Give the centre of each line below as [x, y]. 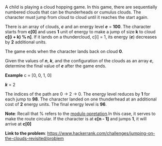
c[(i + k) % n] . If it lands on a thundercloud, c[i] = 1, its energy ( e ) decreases [81, 37]
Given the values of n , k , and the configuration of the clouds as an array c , [79, 61]
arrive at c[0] [18, 124]
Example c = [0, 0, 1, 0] [28, 75]
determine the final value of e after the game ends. [56, 66]
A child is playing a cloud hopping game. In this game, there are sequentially [81, 7]
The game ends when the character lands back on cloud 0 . [64, 51]
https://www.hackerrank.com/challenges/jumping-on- [101, 133]
